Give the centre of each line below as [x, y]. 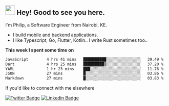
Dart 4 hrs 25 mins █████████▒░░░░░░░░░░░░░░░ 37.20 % [84, 64]
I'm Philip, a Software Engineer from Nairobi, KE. [56, 25]
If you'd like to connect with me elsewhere [50, 88]
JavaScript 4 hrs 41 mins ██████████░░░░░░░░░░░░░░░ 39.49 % [84, 59]
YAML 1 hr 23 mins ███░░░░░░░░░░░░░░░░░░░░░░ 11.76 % [84, 69]
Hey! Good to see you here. [60, 12]
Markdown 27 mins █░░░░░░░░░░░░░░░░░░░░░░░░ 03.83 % [84, 78]
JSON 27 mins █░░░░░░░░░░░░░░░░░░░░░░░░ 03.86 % [84, 74]
